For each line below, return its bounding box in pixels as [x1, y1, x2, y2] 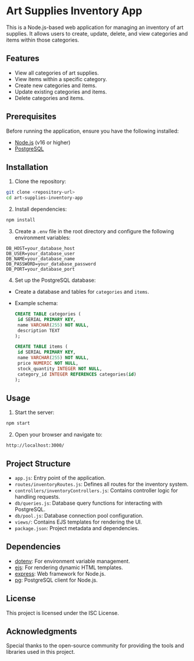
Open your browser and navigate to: [14, 431, 103, 438]
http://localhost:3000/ [6, 442, 65, 448]
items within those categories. [6, 36, 80, 43]
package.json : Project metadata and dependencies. [14, 525, 140, 531]
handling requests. [14, 493, 60, 500]
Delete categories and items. [14, 94, 85, 101]
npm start [6, 421, 31, 426]
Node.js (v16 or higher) [14, 139, 71, 146]
